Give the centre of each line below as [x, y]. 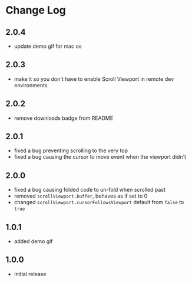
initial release [30, 274]
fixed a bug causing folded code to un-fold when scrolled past [90, 190]
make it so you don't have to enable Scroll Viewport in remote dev [94, 79]
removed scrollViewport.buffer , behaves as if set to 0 [81, 196]
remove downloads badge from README [64, 118]
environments [31, 85]
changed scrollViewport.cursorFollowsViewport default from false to [99, 202]
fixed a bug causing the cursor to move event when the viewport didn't [100, 157]
